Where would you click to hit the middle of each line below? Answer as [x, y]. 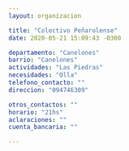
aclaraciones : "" [38, 120]
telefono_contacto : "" [47, 82]
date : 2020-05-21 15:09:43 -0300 [65, 38]
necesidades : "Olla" [43, 75]
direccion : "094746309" [49, 90]
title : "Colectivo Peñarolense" [63, 30]
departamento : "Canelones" [54, 52]
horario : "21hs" [36, 112]
